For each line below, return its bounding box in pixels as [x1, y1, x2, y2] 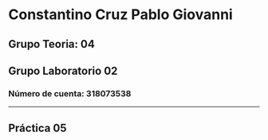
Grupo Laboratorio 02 [8, 64, 118, 77]
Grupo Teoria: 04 [8, 37, 96, 51]
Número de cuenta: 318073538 [8, 87, 132, 99]
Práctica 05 [8, 121, 67, 134]
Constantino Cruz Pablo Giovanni [8, 6, 233, 24]
